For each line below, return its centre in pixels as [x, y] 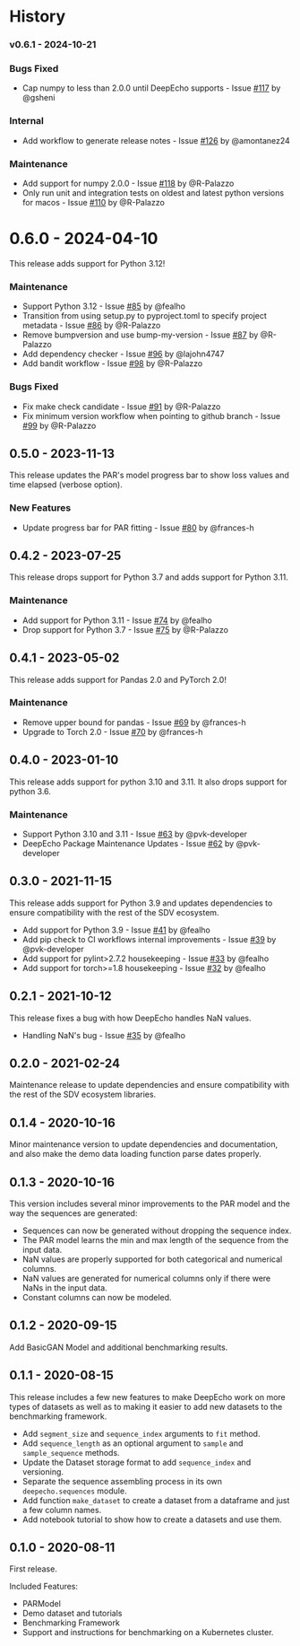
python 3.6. [30, 791]
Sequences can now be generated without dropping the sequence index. [157, 1230]
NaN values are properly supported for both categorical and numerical [152, 1259]
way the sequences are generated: [73, 1213]
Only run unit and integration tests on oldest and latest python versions [153, 193]
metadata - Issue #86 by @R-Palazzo [91, 326]
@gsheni [39, 98]
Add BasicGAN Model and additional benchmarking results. [119, 1347]
